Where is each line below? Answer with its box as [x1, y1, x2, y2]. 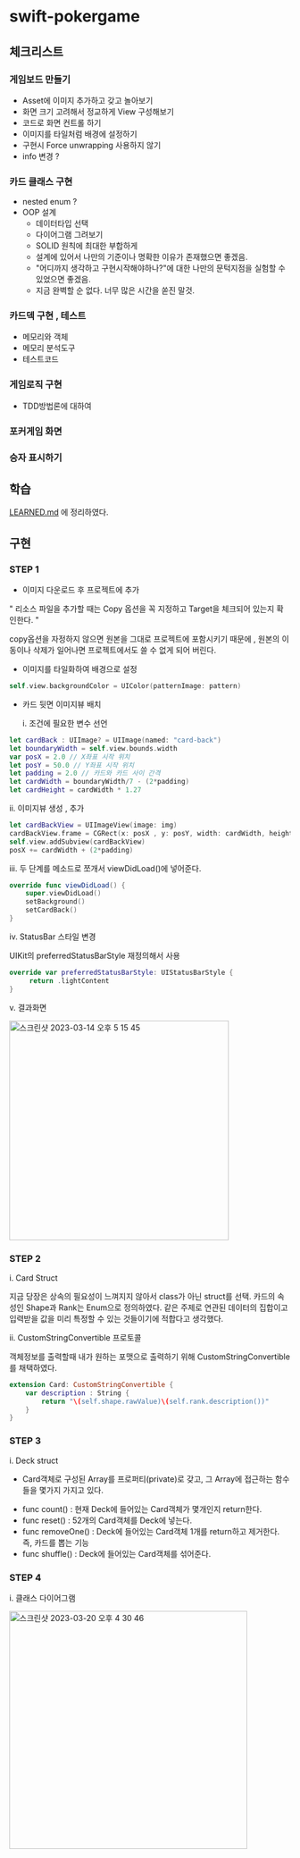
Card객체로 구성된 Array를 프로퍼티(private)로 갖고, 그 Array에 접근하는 [21, 1473, 274, 1484]
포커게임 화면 [9, 425, 62, 437]
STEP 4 [9, 1571, 42, 1584]
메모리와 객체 [21, 332, 69, 342]
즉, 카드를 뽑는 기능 [21, 1537, 89, 1548]
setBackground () [25, 897, 87, 906]
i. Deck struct [9, 1455, 59, 1466]
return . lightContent [29, 976, 110, 985]
